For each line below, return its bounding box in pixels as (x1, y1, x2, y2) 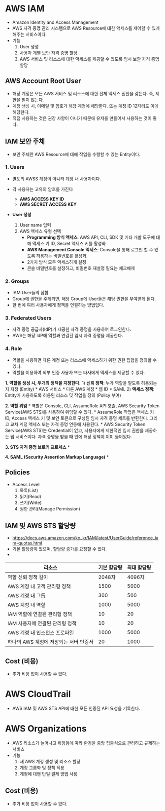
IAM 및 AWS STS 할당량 (5, 521, 76, 530)
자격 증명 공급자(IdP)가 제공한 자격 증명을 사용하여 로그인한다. (12, 326, 132, 332)
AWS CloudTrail (5, 689, 71, 700)
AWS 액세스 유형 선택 (19, 228, 62, 234)
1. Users (5, 164, 25, 171)
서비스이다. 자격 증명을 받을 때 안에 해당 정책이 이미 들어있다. (15, 433, 132, 439)
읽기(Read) (19, 493, 42, 499)
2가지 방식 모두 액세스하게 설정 (27, 259, 87, 265)
